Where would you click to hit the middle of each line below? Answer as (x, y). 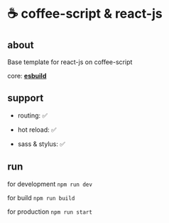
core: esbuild (27, 76)
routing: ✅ (33, 115)
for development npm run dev (50, 184)
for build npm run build (41, 197)
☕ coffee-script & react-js (85, 14)
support (26, 98)
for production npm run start (50, 212)
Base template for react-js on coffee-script (70, 62)
